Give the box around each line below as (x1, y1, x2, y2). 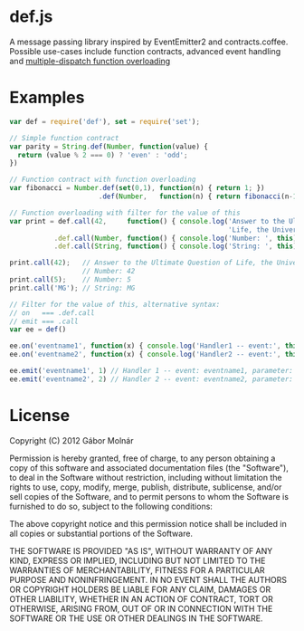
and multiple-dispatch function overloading (9, 55, 171, 66)
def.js (9, 6, 53, 27)
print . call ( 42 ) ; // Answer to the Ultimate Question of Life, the (9, 258, 273, 268)
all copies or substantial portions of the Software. (9, 528, 193, 539)
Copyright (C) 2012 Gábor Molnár (9, 435, 134, 445)
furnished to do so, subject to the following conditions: (9, 501, 213, 511)
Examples (9, 88, 85, 108)
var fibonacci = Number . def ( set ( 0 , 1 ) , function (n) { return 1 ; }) (9, 184, 265, 193)
